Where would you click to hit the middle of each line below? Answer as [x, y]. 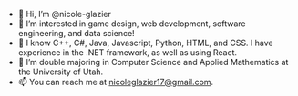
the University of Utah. [61, 72]
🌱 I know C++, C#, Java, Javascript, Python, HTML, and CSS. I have [145, 43]
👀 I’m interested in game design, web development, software [132, 24]
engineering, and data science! [76, 33]
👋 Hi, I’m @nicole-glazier [64, 14]
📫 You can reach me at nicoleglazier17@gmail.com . [116, 82]
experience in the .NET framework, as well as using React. [127, 53]
